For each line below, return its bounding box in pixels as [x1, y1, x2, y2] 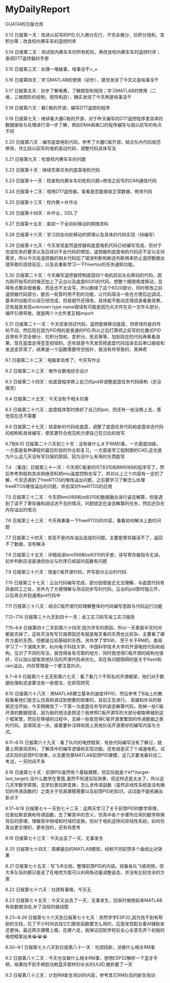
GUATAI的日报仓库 [5, 21, 44, 27]
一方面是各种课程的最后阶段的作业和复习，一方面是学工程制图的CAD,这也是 [5, 447, 162, 453]
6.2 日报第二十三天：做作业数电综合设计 [5, 368, 89, 374]
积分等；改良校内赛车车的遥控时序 [5, 38, 76, 44]
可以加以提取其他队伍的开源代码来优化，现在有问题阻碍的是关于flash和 [14, 656, 162, 662]
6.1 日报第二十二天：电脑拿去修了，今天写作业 [5, 357, 101, 363]
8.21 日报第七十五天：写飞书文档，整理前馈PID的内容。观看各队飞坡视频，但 [5, 863, 164, 869]
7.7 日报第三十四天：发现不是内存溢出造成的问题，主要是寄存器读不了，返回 [5, 534, 163, 541]
